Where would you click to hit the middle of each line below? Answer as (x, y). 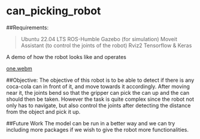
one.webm (19, 68)
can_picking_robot (54, 11)
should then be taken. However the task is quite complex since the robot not (100, 99)
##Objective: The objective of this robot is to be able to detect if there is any (100, 80)
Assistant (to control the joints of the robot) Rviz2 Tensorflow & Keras (106, 45)
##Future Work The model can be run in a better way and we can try (91, 123)
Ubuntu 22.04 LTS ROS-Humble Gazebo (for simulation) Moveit (99, 39)
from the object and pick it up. (43, 112)
